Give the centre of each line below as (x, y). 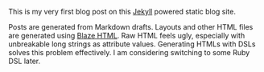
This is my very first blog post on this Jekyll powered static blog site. (122, 12)
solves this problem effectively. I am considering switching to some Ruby (129, 52)
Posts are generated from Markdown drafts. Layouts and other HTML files (131, 27)
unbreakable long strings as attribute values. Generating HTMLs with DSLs (132, 44)
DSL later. (25, 61)
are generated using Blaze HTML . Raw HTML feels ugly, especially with (127, 36)
